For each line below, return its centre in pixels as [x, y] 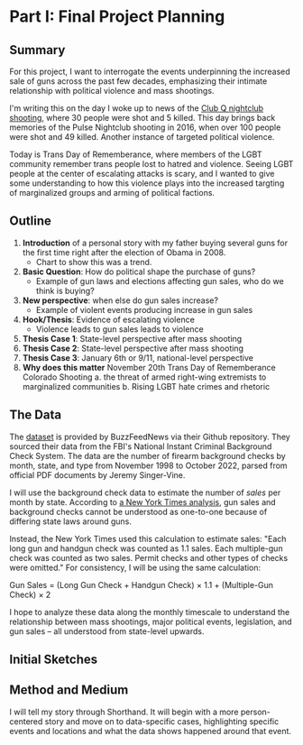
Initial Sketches [54, 660]
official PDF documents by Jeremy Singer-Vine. [97, 474]
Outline [30, 221]
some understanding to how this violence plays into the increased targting [147, 183]
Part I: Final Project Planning [117, 17]
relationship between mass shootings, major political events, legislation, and [151, 621]
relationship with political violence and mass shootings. [112, 91]
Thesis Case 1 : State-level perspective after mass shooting [132, 338]
